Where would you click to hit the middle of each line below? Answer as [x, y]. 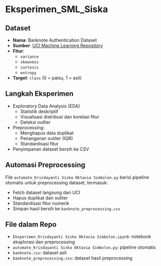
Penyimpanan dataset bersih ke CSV [51, 149]
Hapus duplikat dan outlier [40, 198]
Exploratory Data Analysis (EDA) [46, 106]
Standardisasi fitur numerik [41, 203]
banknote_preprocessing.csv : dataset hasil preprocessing [73, 258]
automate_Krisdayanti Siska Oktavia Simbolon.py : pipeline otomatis [84, 247]
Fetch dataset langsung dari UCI [46, 192]
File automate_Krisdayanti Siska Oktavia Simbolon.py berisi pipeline [77, 177]
